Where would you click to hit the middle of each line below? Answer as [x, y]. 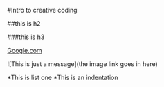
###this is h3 [26, 37]
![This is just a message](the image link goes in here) [82, 64]
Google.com [25, 50]
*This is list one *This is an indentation [63, 77]
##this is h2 [24, 23]
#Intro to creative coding [42, 10]
